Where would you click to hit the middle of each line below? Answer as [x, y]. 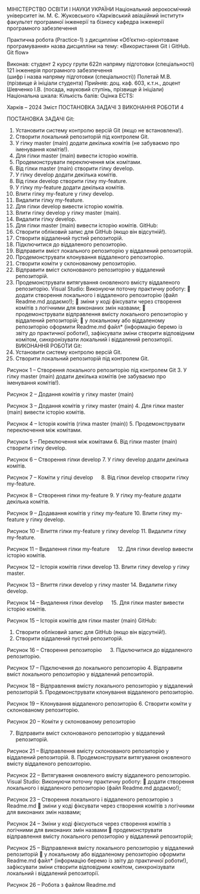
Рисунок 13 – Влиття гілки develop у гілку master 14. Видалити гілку [92, 585]
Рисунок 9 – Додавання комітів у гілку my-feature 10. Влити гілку [89, 513]
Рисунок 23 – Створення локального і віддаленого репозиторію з [90, 799]
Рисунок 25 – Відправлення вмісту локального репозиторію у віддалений [100, 848]
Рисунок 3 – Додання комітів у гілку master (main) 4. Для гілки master [95, 406]
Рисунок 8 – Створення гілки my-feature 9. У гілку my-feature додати [94, 495]
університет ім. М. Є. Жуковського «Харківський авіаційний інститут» [96, 16]
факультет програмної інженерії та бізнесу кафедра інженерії [85, 22]
